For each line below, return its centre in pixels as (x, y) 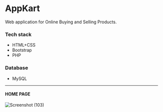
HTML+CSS (24, 45)
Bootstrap (22, 50)
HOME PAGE (18, 94)
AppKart (23, 8)
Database (16, 68)
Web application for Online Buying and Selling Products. (61, 22)
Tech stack (18, 34)
